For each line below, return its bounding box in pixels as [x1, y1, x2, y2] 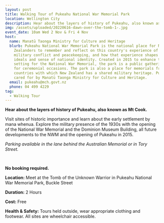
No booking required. [5, 165, 49, 171]
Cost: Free [5, 199, 27, 205]
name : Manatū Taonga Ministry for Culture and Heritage [9, 39, 125, 44]
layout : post [5, 7, 32, 12]
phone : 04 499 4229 [9, 84, 49, 89]
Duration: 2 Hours [5, 189, 42, 195]
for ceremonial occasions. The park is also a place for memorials [14, 66, 154, 71]
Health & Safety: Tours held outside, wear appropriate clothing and [5, 208, 141, 214]
